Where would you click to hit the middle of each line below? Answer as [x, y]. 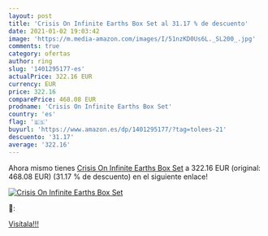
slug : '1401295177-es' [47, 69]
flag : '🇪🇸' [28, 122]
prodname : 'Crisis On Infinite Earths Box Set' [91, 107]
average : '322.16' [39, 144]
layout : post [30, 16]
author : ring [30, 62]
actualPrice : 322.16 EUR [50, 76]
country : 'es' [32, 115]
